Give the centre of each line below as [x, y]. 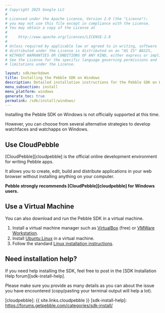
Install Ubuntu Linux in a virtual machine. [53, 238]
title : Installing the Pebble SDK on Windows [52, 78]
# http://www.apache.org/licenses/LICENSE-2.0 [58, 37]
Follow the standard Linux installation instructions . [63, 243]
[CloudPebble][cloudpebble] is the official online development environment [81, 156]
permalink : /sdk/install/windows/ [41, 101]
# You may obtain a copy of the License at [50, 28]
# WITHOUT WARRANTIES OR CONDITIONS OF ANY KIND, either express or [77, 55]
